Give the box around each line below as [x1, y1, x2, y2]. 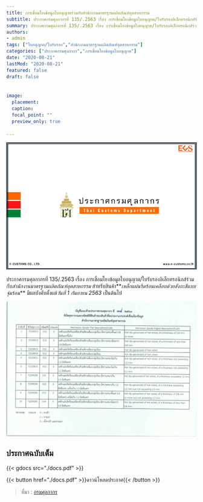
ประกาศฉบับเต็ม [6, 448, 54, 458]
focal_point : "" [11, 112, 53, 118]
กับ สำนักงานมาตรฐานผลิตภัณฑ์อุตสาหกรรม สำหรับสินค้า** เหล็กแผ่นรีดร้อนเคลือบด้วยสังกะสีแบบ [6, 282, 196, 290]
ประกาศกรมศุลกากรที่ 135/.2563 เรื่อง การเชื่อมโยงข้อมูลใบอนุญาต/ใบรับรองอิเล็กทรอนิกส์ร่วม [6, 276, 195, 283]
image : [6, 93, 23, 99]
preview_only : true [11, 118, 61, 124]
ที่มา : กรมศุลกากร [21, 488, 58, 495]
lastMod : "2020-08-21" [6, 61, 63, 67]
